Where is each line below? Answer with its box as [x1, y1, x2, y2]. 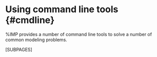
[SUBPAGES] [5, 46, 32, 52]
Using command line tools [5, 4, 119, 15]
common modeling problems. [5, 37, 68, 43]
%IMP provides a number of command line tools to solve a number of [5, 31, 152, 37]
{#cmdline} [5, 14, 55, 26]
